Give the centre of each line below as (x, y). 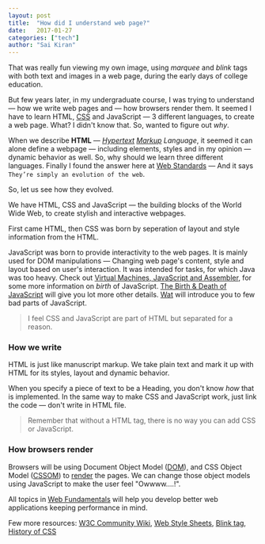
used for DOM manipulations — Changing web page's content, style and (126, 261)
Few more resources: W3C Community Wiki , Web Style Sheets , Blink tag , (127, 523)
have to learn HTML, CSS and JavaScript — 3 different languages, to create (131, 117)
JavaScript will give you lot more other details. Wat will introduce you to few (132, 295)
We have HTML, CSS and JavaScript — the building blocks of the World (125, 205)
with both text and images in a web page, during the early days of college (128, 76)
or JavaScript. (50, 429)
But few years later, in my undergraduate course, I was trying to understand (131, 100)
